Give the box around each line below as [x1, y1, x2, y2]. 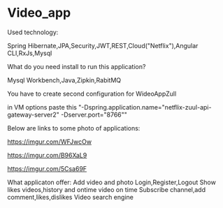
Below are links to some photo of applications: [7, 124, 141, 132]
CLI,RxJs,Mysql [7, 49, 52, 57]
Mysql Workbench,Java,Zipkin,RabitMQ [7, 75, 122, 84]
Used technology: [7, 28, 59, 36]
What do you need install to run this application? [7, 62, 146, 70]
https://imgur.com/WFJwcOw [7, 138, 92, 146]
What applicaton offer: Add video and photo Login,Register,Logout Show [7, 178, 217, 186]
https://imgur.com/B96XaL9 [7, 151, 87, 159]
